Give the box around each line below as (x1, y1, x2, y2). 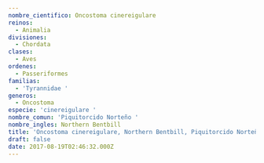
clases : (8, 48, 34, 56)
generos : (8, 92, 37, 100)
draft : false (8, 135, 51, 143)
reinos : (8, 19, 34, 27)
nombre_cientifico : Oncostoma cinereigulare (8, 11, 156, 20)
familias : (8, 77, 41, 85)
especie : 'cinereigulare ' (8, 107, 97, 114)
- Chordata (15, 41, 51, 49)
